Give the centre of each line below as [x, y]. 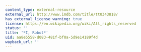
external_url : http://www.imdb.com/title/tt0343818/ [62, 14]
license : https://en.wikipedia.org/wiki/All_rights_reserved [71, 24]
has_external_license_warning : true [44, 19]
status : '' [17, 28]
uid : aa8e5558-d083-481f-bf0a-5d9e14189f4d [52, 38]
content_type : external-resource [40, 10]
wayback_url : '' [22, 42]
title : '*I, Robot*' [27, 33]
